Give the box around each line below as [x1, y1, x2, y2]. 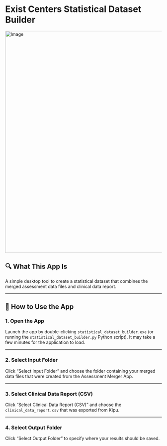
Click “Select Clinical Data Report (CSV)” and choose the [5, 402, 122, 408]
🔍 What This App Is [5, 262, 68, 271]
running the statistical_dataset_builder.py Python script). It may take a [5, 334, 156, 340]
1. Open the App [5, 318, 45, 325]
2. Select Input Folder [5, 357, 58, 364]
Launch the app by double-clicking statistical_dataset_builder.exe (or [5, 329, 154, 335]
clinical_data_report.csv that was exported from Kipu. [5, 407, 120, 413]
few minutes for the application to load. [5, 339, 85, 345]
